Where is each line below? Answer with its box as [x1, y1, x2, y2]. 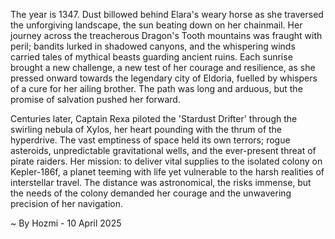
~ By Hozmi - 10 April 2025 [10, 217, 122, 229]
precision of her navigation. [10, 198, 124, 209]
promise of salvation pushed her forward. [10, 94, 181, 105]
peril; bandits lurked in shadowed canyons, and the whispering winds [10, 40, 296, 52]
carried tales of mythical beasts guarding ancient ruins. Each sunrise [10, 51, 293, 63]
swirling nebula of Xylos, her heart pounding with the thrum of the [10, 124, 283, 135]
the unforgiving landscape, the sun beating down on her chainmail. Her [10, 19, 303, 31]
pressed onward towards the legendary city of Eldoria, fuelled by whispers [10, 72, 318, 84]
